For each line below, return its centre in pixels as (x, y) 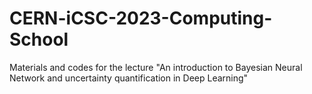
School (39, 39)
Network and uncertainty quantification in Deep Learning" (129, 78)
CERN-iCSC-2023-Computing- (141, 18)
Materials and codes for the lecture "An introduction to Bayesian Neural (156, 67)
